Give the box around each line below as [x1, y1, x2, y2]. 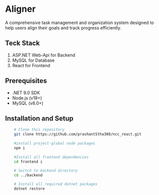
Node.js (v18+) [12, 95, 42, 101]
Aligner [5, 3, 36, 15]
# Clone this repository [14, 127, 65, 132]
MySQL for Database [12, 57, 55, 63]
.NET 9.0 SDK [12, 90, 40, 96]
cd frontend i [14, 159, 43, 164]
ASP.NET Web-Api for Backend [12, 52, 75, 58]
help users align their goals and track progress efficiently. [5, 24, 122, 30]
